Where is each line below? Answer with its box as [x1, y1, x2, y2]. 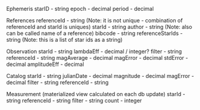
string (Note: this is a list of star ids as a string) [6, 36, 123, 43]
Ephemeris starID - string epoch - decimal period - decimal [6, 5, 154, 12]
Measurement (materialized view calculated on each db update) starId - [6, 91, 185, 97]
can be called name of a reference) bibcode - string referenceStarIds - [6, 30, 183, 37]
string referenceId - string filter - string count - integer [6, 97, 142, 104]
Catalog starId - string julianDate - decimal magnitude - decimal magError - [6, 73, 195, 79]
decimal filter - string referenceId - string [6, 79, 109, 86]
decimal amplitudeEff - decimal [6, 60, 84, 68]
